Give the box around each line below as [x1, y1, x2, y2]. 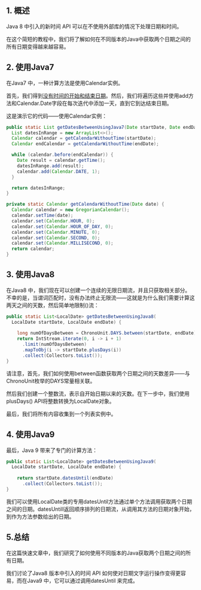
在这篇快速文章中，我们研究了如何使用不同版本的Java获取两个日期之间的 [6, 549, 186, 556]
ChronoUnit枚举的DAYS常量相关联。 [6, 377, 96, 384]
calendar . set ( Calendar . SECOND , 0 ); [11, 234, 100, 241]
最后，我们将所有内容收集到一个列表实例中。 [6, 410, 117, 417]
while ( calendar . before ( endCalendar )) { [11, 152, 114, 158]
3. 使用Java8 [6, 269, 55, 280]
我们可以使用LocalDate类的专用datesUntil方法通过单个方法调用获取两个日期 [6, 498, 193, 505]
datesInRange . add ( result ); [17, 162, 84, 169]
